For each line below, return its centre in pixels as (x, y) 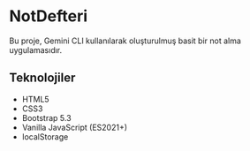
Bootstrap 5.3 (47, 117)
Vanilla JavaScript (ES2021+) (75, 127)
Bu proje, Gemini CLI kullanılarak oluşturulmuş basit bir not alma (125, 41)
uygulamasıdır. (36, 49)
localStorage (45, 136)
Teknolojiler (42, 78)
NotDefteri (49, 16)
